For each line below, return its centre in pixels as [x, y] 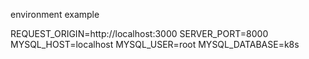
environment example [55, 14]
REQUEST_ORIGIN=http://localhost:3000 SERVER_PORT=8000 [139, 33]
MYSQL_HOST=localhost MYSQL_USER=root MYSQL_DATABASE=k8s [155, 44]
